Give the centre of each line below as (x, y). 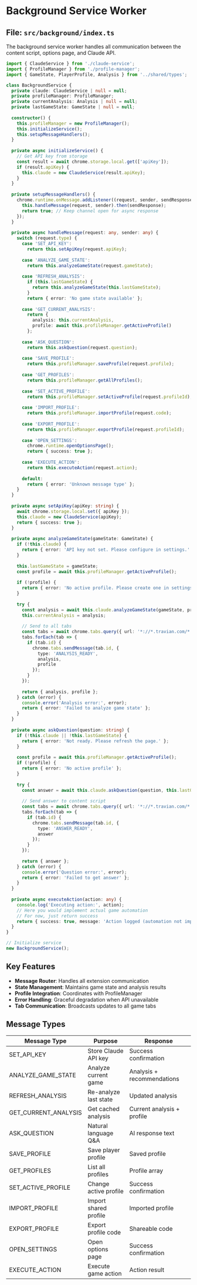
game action (105, 1273)
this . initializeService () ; (50, 129)
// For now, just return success (57, 916)
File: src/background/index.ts (60, 33)
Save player (104, 1150)
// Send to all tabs (47, 626)
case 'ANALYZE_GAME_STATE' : (56, 260)
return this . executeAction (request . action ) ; (82, 468)
